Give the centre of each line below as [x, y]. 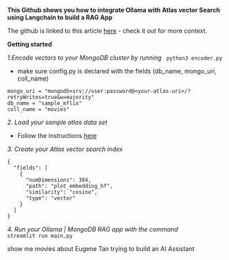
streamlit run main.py [40, 236]
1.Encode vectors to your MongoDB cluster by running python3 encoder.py [115, 58]
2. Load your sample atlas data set [57, 122]
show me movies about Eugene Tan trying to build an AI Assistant [101, 249]
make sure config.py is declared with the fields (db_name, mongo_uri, [117, 71]
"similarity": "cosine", [61, 192]
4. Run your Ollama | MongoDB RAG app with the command [93, 229]
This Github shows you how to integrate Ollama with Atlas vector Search [114, 10]
